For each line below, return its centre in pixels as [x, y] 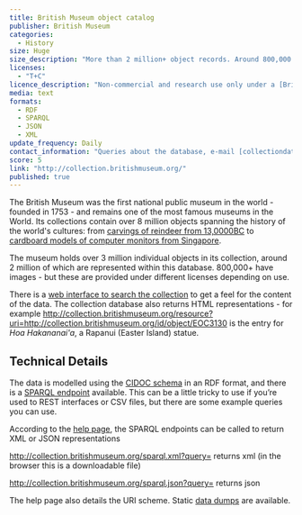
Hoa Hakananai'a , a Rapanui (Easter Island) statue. [104, 333]
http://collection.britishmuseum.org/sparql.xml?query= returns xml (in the [145, 456]
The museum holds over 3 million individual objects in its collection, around [148, 258]
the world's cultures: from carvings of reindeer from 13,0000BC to [132, 231]
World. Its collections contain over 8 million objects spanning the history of [147, 221]
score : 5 [26, 160]
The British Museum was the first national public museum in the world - [142, 203]
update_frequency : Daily [56, 143]
